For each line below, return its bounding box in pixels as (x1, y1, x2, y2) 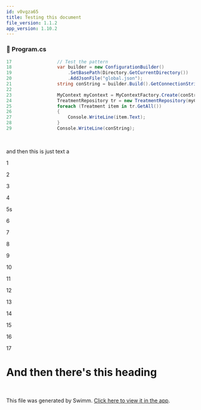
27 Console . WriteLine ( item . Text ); (6, 114, 146, 120)
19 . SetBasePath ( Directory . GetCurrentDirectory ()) (6, 70, 188, 76)
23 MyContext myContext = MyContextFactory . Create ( (6, 92, 181, 98)
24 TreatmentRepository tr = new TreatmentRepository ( (6, 97, 188, 103)
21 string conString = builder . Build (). (6, 81, 151, 87)
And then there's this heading (6, 366, 157, 380)
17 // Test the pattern (6, 59, 109, 65)
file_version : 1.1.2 (6, 20, 58, 26)
